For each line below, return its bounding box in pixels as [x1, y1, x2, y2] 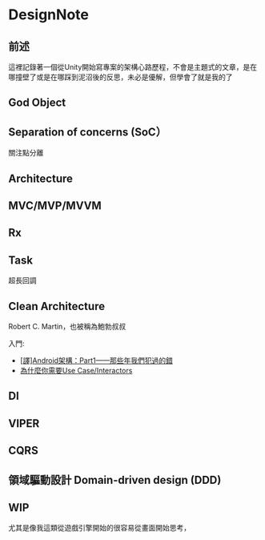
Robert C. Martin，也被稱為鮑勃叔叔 [8, 322, 126, 331]
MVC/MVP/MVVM [8, 199, 102, 212]
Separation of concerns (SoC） [8, 125, 167, 139]
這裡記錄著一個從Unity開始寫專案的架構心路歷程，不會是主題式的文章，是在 [8, 62, 258, 71]
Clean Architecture [8, 299, 106, 313]
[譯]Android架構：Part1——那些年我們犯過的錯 [19, 356, 174, 365]
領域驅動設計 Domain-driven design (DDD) [8, 473, 222, 486]
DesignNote [8, 6, 90, 24]
